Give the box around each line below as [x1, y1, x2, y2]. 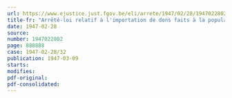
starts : [7, 61, 30, 68]
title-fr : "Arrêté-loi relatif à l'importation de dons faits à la [7, 17, 206, 23]
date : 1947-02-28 [7, 23, 57, 30]
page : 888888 [7, 42, 45, 49]
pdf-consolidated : [7, 81, 60, 88]
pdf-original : [7, 74, 48, 81]
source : [7, 29, 30, 37]
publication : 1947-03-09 [7, 55, 79, 62]
